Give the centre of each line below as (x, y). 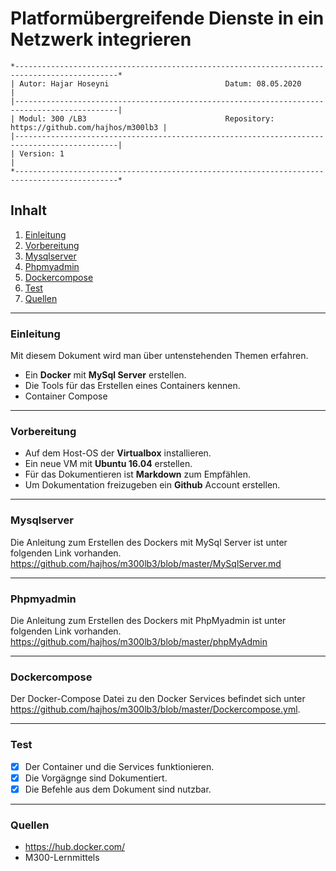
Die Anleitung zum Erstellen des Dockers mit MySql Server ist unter (149, 542)
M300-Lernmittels (62, 858)
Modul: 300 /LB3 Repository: (147, 118)
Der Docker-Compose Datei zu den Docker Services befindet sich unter (158, 699)
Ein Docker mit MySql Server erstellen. (105, 375)
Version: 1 (42, 153)
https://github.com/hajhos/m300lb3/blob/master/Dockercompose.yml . (155, 709)
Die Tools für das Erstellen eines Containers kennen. (132, 386)
